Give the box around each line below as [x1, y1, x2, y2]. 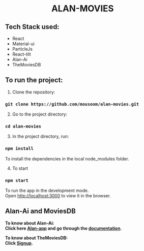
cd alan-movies [5, 124, 42, 129]
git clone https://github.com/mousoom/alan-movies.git [5, 101, 139, 107]
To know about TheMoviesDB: [5, 235, 68, 241]
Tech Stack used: [5, 23, 60, 31]
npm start [5, 178, 29, 183]
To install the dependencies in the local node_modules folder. [5, 156, 129, 161]
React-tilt [12, 51, 31, 57]
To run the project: [5, 76, 63, 84]
